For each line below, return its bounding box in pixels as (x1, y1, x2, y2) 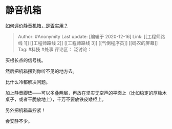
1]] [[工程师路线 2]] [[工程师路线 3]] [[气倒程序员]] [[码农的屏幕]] (24, 39, 158, 46)
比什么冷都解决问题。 (5, 79, 50, 85)
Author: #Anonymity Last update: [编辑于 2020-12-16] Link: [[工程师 (17, 33, 161, 39)
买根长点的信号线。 (5, 57, 46, 63)
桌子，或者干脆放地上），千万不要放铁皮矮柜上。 (5, 96, 106, 102)
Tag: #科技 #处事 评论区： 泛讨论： (17, 46, 92, 52)
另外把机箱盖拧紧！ (5, 107, 46, 113)
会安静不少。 (5, 118, 32, 124)
